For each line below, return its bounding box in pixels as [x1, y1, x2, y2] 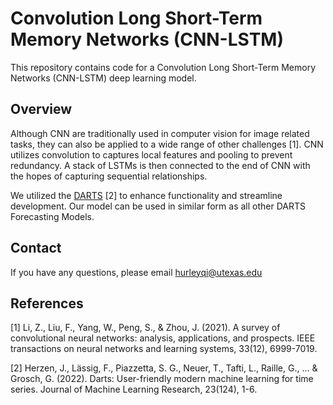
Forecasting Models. [10, 210, 95, 222]
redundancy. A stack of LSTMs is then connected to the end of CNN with [10, 159, 311, 171]
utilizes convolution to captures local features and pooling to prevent [10, 148, 293, 161]
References [10, 295, 84, 312]
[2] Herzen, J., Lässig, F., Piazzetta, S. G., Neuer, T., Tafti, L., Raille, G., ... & [10, 362, 318, 374]
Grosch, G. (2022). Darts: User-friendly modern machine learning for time [10, 373, 314, 385]
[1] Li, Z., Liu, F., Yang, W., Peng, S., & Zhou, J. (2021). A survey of [10, 322, 281, 334]
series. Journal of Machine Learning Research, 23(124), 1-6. [10, 383, 258, 396]
